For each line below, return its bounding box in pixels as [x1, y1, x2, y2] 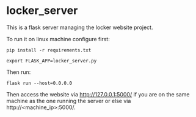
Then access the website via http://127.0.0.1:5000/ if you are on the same [6, 90, 190, 98]
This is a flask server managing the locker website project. [6, 24, 153, 31]
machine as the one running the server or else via [6, 97, 131, 104]
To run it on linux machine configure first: [6, 35, 110, 42]
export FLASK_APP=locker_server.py [6, 58, 97, 64]
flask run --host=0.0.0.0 [6, 80, 72, 86]
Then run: [6, 68, 31, 76]
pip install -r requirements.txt [6, 47, 92, 53]
